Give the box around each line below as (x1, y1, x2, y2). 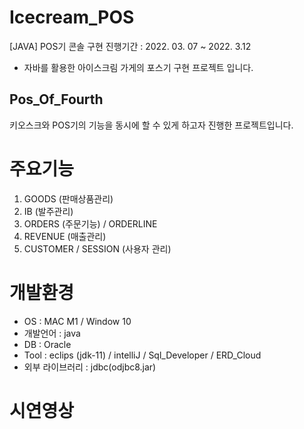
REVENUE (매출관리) (23, 230, 107, 242)
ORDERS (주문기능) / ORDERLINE (23, 217, 158, 230)
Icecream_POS (9, 6, 135, 29)
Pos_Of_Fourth (9, 91, 104, 108)
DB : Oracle (23, 338, 72, 350)
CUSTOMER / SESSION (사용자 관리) (23, 242, 172, 255)
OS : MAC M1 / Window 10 (23, 315, 132, 327)
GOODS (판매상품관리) (23, 192, 114, 205)
